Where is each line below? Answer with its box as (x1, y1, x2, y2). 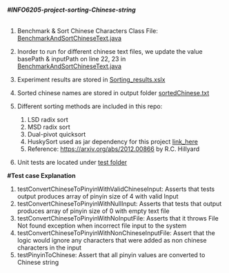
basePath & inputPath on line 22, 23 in (17, 55, 126, 63)
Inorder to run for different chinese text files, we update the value (17, 48, 203, 56)
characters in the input (17, 243, 81, 252)
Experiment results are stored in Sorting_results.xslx (17, 76, 166, 84)
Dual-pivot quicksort (27, 130, 86, 139)
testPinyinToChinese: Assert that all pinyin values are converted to (17, 251, 206, 259)
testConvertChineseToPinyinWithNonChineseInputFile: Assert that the (17, 229, 215, 237)
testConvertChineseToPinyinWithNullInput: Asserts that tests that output (17, 200, 222, 208)
